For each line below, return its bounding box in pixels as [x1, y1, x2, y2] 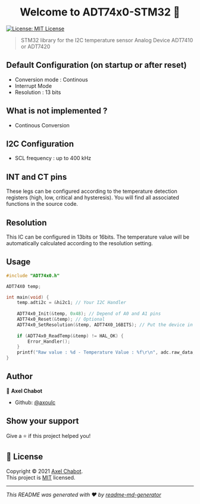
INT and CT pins [6, 172, 67, 182]
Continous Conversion [14, 121, 70, 129]
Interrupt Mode [14, 82, 52, 89]
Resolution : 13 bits [14, 89, 61, 96]
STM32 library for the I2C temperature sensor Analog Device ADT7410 [20, 36, 193, 43]
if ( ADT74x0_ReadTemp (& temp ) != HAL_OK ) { [17, 333, 124, 339]
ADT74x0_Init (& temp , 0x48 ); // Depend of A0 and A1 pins [17, 311, 161, 317]
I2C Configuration [6, 139, 74, 149]
